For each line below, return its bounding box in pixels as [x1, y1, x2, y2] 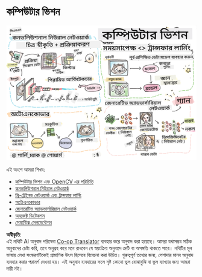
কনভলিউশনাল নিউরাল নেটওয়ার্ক [14, 184, 69, 192]
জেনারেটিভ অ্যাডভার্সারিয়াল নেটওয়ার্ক [14, 205, 77, 212]
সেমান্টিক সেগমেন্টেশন [14, 218, 52, 226]
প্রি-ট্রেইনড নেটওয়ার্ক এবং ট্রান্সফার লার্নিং [14, 191, 82, 198]
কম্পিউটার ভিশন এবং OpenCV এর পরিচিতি [14, 178, 94, 185]
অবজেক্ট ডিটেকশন [14, 212, 45, 219]
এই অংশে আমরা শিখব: [6, 166, 45, 173]
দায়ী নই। [6, 265, 23, 272]
